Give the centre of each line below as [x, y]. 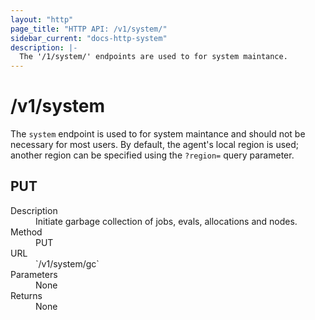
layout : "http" [42, 19]
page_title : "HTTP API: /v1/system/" [89, 29]
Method [26, 232]
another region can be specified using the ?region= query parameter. [152, 155]
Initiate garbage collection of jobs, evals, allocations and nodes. [166, 221]
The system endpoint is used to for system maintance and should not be [158, 134]
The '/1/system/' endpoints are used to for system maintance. [153, 57]
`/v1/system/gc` [67, 263]
